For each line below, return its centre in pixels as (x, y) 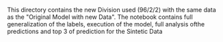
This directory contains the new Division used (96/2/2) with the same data (112, 10)
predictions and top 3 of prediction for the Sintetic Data (85, 31)
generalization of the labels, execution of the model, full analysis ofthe (106, 24)
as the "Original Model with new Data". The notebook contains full (100, 17)
